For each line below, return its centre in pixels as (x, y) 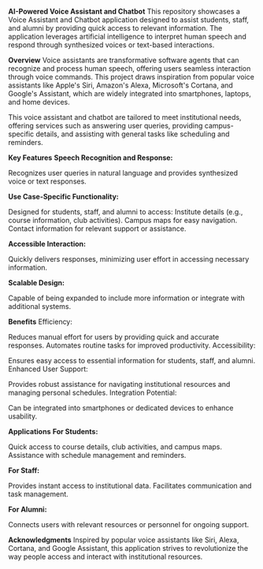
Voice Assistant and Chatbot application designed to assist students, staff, (129, 20)
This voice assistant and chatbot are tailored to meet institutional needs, (125, 117)
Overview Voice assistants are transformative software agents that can (124, 60)
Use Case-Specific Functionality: (64, 197)
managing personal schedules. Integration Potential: (93, 392)
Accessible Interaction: (47, 244)
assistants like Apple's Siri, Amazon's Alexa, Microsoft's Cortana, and (121, 85)
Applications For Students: (53, 431)
